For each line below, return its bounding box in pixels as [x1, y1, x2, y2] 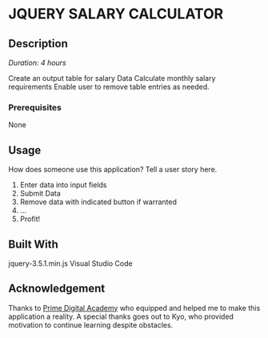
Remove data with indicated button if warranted [19, 197, 178, 207]
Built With [8, 237, 58, 251]
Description [8, 37, 68, 50]
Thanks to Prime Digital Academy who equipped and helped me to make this [8, 303, 261, 312]
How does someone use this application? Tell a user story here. [8, 165, 218, 175]
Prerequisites [8, 102, 62, 113]
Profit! [19, 214, 41, 224]
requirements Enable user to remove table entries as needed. [8, 82, 210, 91]
